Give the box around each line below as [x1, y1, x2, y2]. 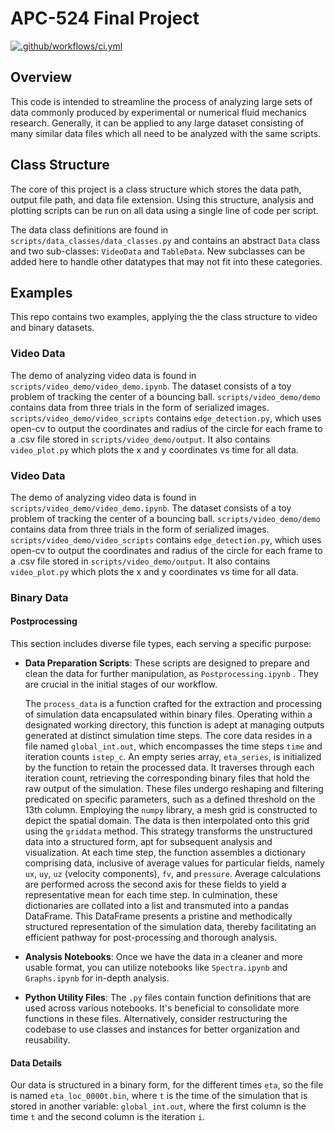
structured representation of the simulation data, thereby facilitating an [24, 921, 317, 933]
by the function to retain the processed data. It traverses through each [24, 762, 315, 774]
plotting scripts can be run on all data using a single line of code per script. [10, 204, 319, 216]
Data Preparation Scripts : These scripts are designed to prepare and [24, 657, 310, 669]
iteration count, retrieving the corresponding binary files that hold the [24, 772, 310, 784]
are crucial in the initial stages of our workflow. [24, 678, 218, 691]
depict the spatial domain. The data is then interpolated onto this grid [24, 815, 310, 827]
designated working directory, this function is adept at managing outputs [24, 719, 325, 731]
